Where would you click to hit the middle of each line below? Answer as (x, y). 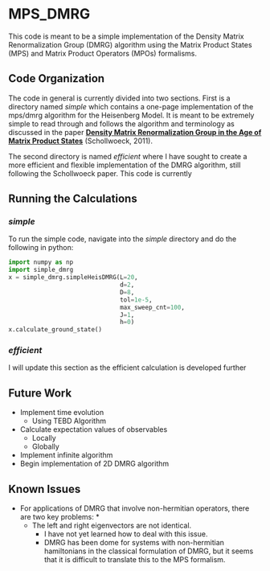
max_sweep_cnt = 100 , (152, 307)
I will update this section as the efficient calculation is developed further (127, 368)
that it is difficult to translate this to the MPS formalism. (135, 560)
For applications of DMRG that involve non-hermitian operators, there (135, 508)
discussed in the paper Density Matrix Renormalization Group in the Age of (135, 132)
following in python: (41, 248)
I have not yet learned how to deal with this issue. (126, 534)
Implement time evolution (62, 413)
